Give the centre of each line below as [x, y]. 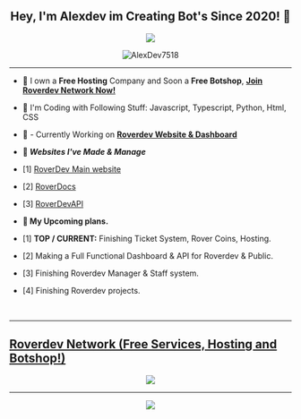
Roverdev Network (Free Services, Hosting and [143, 344]
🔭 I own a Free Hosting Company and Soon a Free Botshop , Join [142, 81]
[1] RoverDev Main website [72, 169]
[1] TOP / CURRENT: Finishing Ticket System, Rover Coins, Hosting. [146, 238]
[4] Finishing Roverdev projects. [81, 290]
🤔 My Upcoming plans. [65, 221]
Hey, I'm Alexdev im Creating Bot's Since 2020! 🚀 [150, 17]
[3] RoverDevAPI [53, 203]
